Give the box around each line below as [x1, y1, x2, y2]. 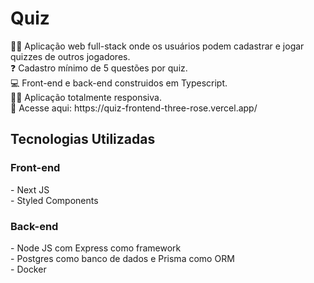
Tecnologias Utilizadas [10, 131, 156, 148]
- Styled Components [10, 194, 99, 206]
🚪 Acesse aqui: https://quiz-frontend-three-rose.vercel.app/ [10, 102, 258, 114]
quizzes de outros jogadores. [10, 50, 131, 62]
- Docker [10, 263, 47, 275]
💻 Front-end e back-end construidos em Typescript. [10, 77, 228, 89]
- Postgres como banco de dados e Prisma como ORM [10, 252, 235, 264]
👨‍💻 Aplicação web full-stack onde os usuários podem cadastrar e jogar [10, 40, 305, 52]
